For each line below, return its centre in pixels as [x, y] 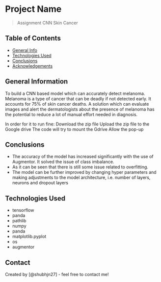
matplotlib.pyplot [29, 237]
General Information [37, 82]
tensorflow [23, 210]
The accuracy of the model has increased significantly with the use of [83, 157]
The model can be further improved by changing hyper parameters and [84, 172]
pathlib [19, 221]
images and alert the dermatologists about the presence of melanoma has [80, 109]
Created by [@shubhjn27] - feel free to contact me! [57, 274]
